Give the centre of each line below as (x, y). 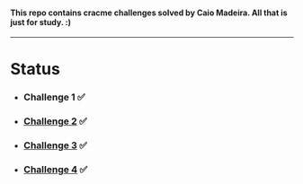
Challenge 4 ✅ (55, 170)
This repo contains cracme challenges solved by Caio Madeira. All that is (149, 13)
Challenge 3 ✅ (55, 145)
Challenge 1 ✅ (54, 97)
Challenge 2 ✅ (55, 121)
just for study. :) (40, 22)
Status (36, 70)
